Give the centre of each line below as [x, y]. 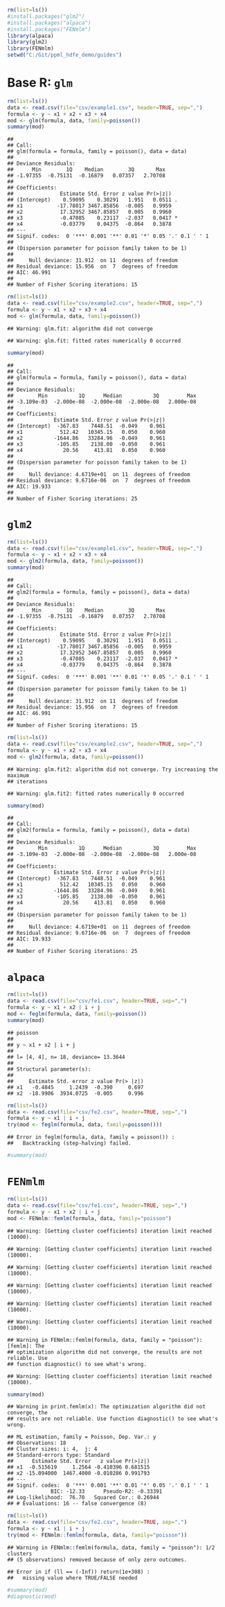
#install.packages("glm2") [46, 16]
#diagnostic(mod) [32, 1596]
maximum [18, 775]
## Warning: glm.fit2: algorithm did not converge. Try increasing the [112, 769]
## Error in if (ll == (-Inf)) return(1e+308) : [79, 1572]
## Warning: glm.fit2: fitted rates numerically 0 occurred [96, 793]
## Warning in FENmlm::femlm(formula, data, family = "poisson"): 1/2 [111, 1547]
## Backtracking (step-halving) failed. [69, 1143]
